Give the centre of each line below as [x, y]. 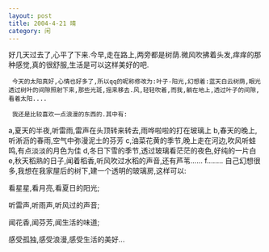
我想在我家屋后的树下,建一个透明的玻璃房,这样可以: [102, 171]
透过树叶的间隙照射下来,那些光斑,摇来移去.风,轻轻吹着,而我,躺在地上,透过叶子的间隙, [134, 90]
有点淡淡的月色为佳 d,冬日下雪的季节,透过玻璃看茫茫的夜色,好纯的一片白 [137, 151]
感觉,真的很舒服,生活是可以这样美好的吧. [82, 65]
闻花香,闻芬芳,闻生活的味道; [54, 222]
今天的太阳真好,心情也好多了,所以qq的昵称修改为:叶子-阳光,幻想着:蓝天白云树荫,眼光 [136, 82]
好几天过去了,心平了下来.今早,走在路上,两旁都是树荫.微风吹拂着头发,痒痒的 [131, 55]
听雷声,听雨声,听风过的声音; [54, 205]
